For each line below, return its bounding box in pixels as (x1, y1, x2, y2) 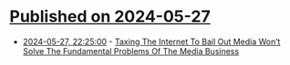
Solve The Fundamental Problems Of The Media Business (22, 45, 240, 56)
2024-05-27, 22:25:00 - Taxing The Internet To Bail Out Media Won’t (22, 36, 281, 47)
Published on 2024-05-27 (9, 6, 212, 27)
